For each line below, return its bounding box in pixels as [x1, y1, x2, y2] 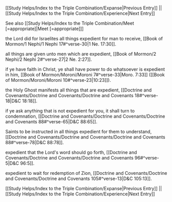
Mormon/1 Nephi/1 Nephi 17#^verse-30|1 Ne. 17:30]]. [5, 41, 117, 47]
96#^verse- [134, 155, 159, 161]
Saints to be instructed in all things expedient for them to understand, [5, 128, 152, 134]
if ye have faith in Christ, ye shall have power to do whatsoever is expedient [5, 66, 165, 72]
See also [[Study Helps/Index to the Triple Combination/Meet [5, 20, 135, 26]
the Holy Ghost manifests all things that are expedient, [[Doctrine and [5, 87, 152, 93]
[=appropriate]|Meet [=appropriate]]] [5, 26, 84, 32]
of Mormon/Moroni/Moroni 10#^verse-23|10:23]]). [5, 77, 111, 83]
